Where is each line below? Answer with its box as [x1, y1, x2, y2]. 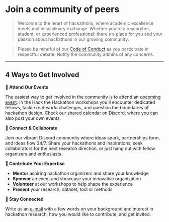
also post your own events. [5, 115, 61, 121]
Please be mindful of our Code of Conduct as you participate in [17, 46, 149, 52]
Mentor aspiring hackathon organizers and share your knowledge [12, 170, 149, 176]
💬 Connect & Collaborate [5, 125, 58, 131]
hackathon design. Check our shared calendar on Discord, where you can [5, 110, 158, 116]
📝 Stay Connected [5, 196, 44, 202]
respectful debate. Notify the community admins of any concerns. [17, 51, 154, 57]
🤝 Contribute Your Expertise [5, 160, 65, 167]
